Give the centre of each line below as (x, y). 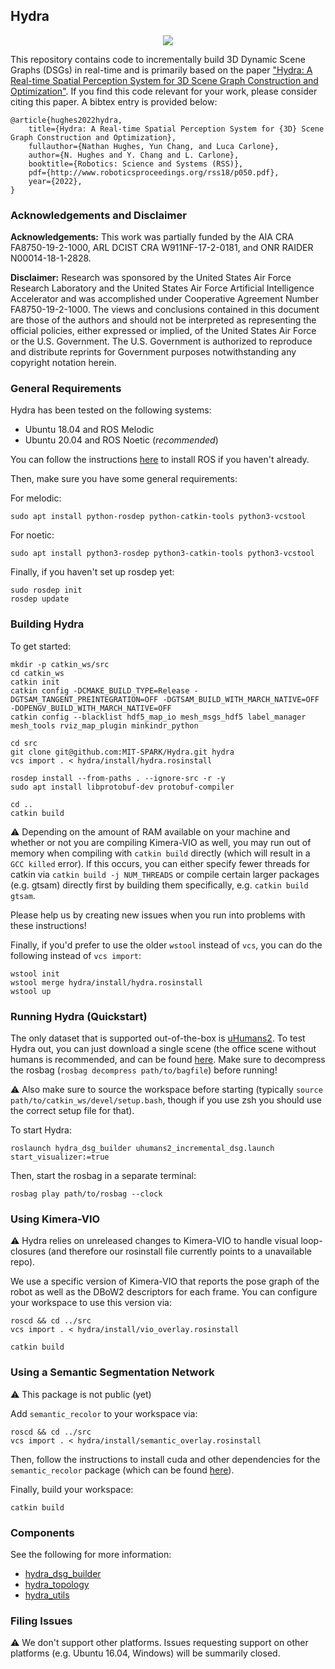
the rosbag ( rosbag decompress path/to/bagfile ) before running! (144, 1070)
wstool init (35, 974)
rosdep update (40, 599)
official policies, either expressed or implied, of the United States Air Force (163, 331)
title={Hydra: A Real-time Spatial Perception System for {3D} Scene (176, 129)
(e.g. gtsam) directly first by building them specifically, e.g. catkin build (159, 885)
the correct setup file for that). (72, 1110)
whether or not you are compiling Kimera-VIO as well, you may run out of (161, 842)
